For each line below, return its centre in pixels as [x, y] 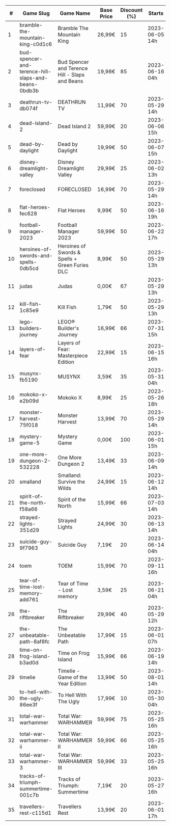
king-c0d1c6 [36, 44]
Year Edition [72, 684]
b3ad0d [29, 663]
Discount [132, 10]
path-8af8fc [35, 642]
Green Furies [73, 265]
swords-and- [36, 256]
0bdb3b [29, 90]
